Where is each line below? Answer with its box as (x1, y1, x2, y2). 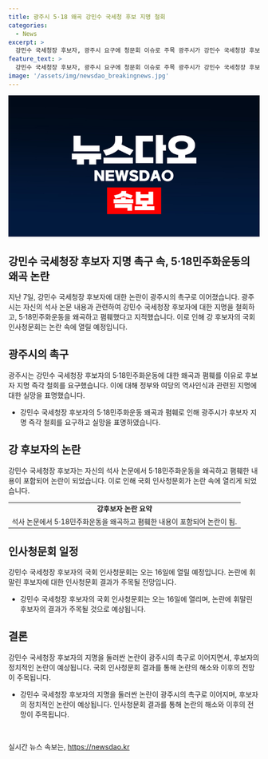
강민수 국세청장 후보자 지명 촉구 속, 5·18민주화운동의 (8, 254, 250, 268)
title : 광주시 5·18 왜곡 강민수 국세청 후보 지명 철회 (8, 13, 166, 21)
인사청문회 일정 (8, 544, 79, 558)
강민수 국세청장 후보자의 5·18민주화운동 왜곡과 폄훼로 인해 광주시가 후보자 (19, 407, 249, 417)
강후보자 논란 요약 (97, 504, 153, 514)
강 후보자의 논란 (8, 443, 81, 457)
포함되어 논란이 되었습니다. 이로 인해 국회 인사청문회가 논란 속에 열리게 (22, 475, 242, 485)
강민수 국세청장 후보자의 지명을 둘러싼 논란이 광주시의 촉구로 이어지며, (19, 689, 238, 699)
